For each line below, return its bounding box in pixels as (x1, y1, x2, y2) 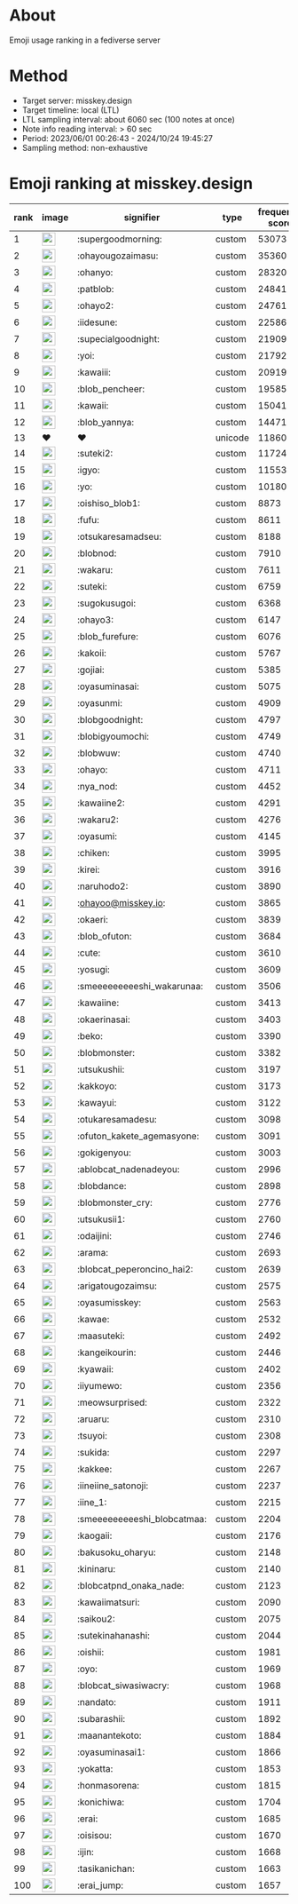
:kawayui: (76, 1096, 117, 1108)
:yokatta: (76, 1762, 114, 1774)
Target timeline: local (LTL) (21, 104, 120, 115)
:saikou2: (76, 1613, 115, 1625)
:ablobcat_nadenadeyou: (76, 1162, 180, 1175)
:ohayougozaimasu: (76, 250, 159, 262)
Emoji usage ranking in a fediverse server (9, 35, 161, 45)
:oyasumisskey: (76, 1296, 142, 1308)
